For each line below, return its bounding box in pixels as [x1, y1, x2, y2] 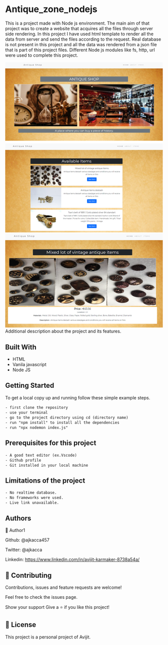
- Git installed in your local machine [5, 463, 88, 468]
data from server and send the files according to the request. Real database [5, 36, 161, 42]
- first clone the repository [5, 405, 68, 410]
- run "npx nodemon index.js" [5, 425, 68, 430]
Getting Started [5, 381, 54, 390]
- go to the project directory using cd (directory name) [5, 415, 128, 420]
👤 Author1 [5, 527, 25, 533]
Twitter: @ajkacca [5, 547, 42, 553]
